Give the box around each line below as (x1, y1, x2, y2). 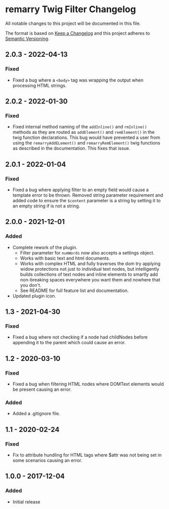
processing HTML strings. (12, 82, 67, 88)
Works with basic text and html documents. (20, 255, 110, 261)
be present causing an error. (12, 386, 72, 392)
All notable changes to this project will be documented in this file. (5, 20, 141, 26)
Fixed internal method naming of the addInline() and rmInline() (12, 124, 147, 130)
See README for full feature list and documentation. (20, 287, 129, 294)
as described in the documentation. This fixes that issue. (12, 146, 131, 152)
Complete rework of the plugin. (12, 244, 77, 250)
